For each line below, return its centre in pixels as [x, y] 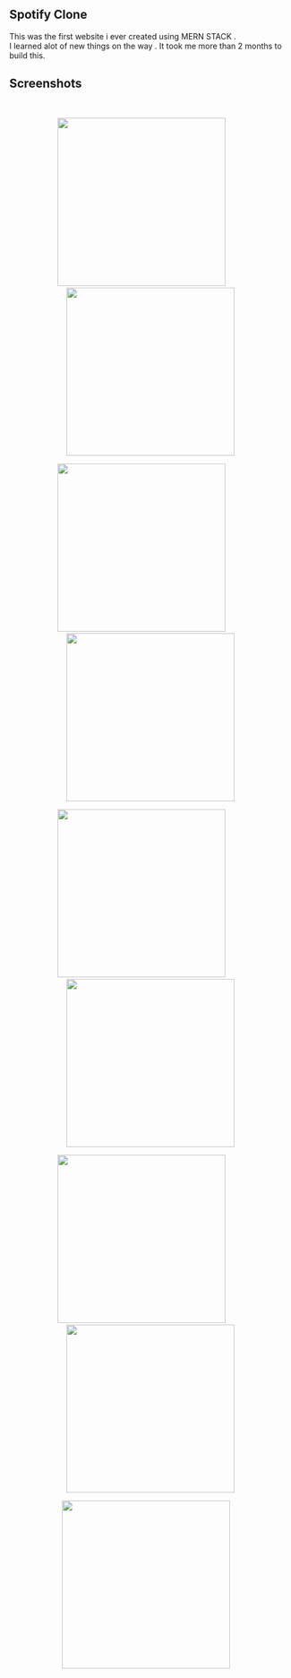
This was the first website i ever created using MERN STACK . [123, 36]
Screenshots [46, 84]
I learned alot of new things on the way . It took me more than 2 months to [145, 46]
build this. [27, 55]
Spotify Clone [48, 15]
